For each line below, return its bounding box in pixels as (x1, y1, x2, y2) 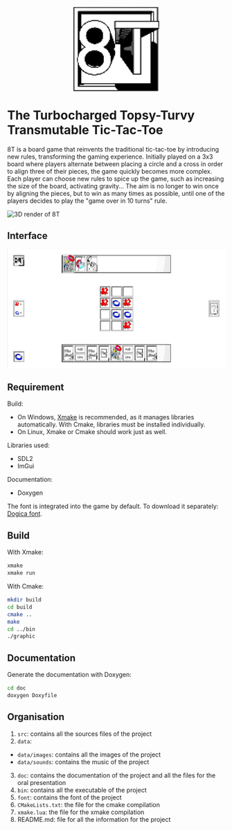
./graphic (7, 633, 36, 640)
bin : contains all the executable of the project (17, 786, 147, 794)
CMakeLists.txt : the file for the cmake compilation (17, 800, 161, 809)
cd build (7, 604, 33, 611)
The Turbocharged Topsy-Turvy (7, 107, 195, 123)
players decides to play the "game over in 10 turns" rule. (7, 197, 168, 205)
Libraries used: (7, 441, 50, 449)
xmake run (7, 570, 36, 577)
